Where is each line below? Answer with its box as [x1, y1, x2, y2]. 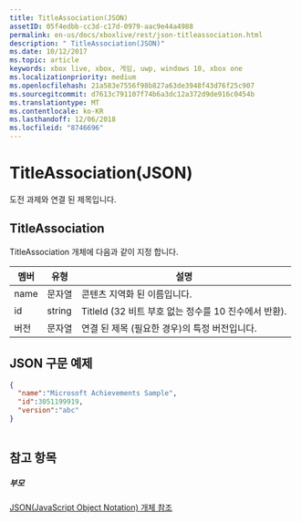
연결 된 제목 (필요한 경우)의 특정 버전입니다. [80, 322, 257, 334]
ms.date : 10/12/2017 [9, 47, 88, 56]
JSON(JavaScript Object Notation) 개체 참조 [9, 502, 173, 513]
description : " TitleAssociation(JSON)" [9, 38, 166, 48]
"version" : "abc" [17, 406, 79, 415]
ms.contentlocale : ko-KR [9, 107, 104, 116]
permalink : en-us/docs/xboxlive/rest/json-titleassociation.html [9, 30, 263, 39]
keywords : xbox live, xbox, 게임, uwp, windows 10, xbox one [9, 65, 244, 74]
